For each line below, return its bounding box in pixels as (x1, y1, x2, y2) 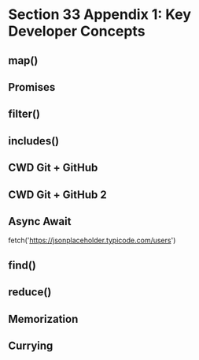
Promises (8, 81, 56, 94)
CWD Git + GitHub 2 (8, 188, 108, 201)
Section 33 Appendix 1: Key (8, 6, 191, 24)
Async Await (8, 215, 72, 228)
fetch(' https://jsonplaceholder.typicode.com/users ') (8, 235, 176, 246)
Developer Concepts (8, 22, 146, 40)
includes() (8, 134, 60, 148)
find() (8, 258, 37, 272)
